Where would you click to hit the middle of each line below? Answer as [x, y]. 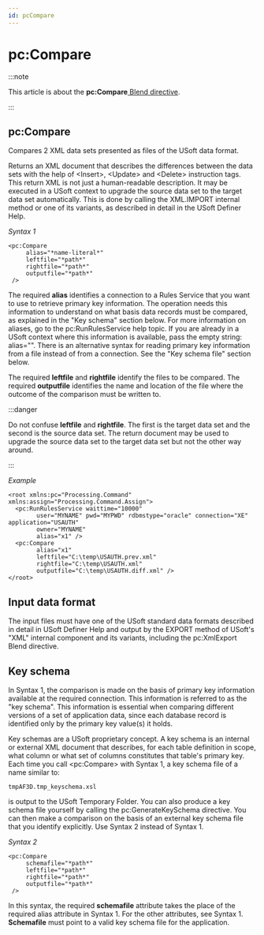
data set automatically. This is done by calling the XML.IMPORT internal [124, 200]
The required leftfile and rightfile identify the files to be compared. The [124, 378]
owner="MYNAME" [61, 529]
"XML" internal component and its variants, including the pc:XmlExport [123, 638]
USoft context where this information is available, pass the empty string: [125, 337]
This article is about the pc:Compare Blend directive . [94, 92]
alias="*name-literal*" [65, 253]
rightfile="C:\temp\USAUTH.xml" [90, 564]
